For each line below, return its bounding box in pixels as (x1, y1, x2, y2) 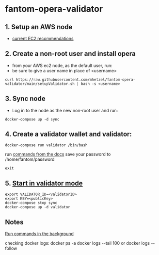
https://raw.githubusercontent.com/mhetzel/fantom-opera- (16, 77, 136, 82)
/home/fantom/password (5, 156, 55, 162)
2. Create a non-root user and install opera (5, 50, 136, 58)
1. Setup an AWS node (5, 23, 73, 31)
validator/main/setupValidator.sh (5, 81, 75, 86)
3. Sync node (5, 95, 46, 103)
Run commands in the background (5, 231, 74, 237)
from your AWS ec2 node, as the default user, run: (12, 62, 112, 68)
